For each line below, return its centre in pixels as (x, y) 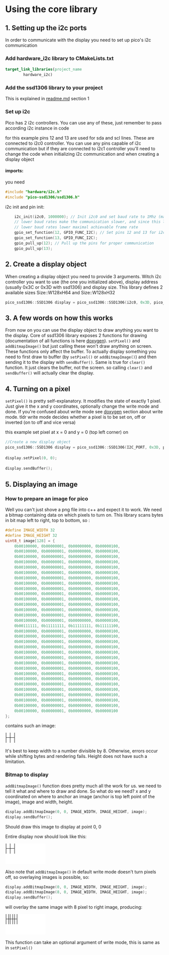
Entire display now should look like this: (46, 836)
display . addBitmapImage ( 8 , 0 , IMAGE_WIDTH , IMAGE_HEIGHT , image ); (76, 892)
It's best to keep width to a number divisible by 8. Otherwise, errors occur (82, 751)
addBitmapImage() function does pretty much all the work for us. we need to (83, 786)
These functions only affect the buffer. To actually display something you (81, 352)
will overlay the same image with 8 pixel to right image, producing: (74, 907)
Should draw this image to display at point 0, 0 (53, 826)
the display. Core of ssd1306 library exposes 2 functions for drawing (76, 336)
